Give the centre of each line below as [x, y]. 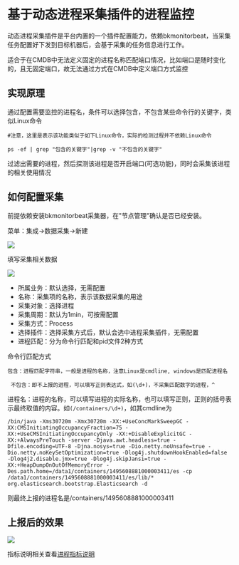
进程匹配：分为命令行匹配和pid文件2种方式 [80, 341]
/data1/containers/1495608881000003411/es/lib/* [81, 477]
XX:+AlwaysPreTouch [36, 440]
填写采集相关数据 [32, 259]
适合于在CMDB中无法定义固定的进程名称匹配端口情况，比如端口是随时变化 [117, 59]
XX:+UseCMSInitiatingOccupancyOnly [60, 434]
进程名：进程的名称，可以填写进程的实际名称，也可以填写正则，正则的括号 [116, 399]
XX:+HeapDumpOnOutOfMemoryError [55, 465]
